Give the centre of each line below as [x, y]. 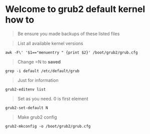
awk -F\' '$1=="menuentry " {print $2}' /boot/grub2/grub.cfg [71, 52]
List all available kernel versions [50, 43]
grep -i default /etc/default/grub [42, 71]
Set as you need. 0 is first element [53, 98]
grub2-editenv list [26, 89]
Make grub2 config [37, 117]
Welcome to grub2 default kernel [75, 9]
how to [20, 20]
